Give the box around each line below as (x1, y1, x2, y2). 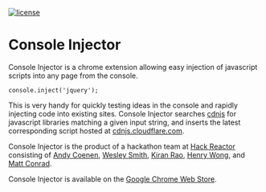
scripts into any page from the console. (8, 71, 138, 80)
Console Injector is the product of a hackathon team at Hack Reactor (8, 141, 235, 151)
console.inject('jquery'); (8, 86, 99, 94)
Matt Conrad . (8, 158, 52, 168)
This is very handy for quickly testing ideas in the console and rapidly (8, 100, 239, 110)
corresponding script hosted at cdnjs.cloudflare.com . (8, 125, 185, 136)
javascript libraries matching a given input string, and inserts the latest (8, 117, 241, 127)
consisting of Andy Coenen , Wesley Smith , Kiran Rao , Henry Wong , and (8, 149, 245, 160)
